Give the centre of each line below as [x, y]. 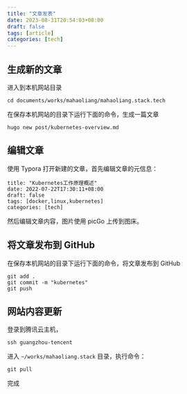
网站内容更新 [35, 311]
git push [20, 288]
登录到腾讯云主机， [35, 329]
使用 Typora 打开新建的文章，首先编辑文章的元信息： [83, 168]
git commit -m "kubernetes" [48, 282]
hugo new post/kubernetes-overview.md [63, 127]
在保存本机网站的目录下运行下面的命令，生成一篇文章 [83, 114]
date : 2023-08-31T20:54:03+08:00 [55, 20]
